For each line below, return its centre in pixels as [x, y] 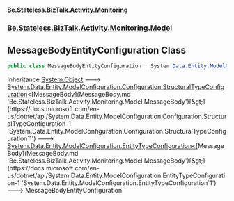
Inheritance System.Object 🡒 [54, 79]
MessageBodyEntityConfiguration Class [97, 50]
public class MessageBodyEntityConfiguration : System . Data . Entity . [109, 66]
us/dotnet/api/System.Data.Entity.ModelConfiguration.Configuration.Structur [117, 116]
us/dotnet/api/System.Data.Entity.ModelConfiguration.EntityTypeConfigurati [116, 176]
